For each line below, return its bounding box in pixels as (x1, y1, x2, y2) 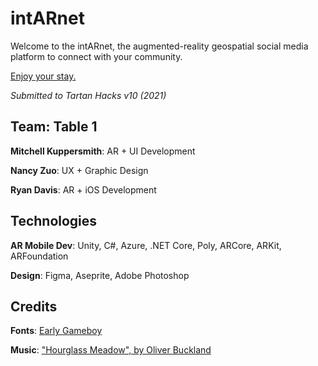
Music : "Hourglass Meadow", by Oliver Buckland (10, 344, 212, 356)
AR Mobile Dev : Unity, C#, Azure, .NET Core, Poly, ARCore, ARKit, (10, 239, 282, 251)
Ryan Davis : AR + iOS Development (10, 183, 157, 196)
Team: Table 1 (10, 118, 98, 136)
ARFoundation (10, 250, 69, 262)
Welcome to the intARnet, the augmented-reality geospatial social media (10, 40, 309, 52)
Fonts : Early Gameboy (10, 325, 103, 337)
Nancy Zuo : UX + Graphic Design (10, 164, 149, 176)
